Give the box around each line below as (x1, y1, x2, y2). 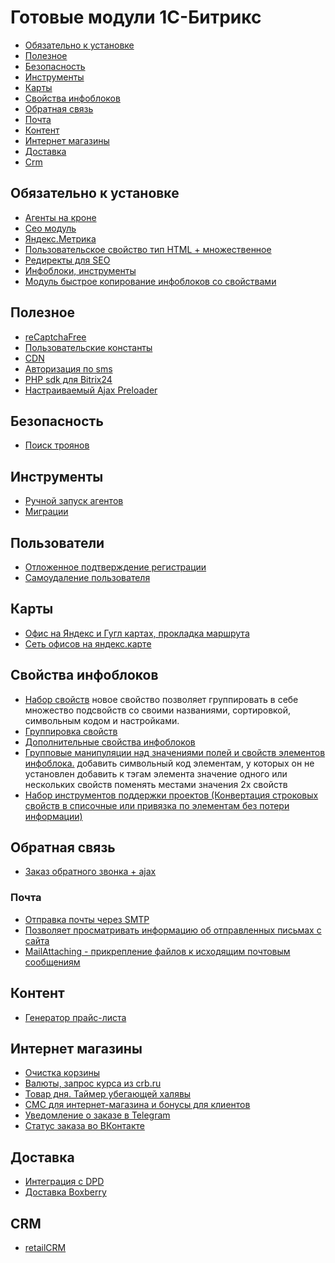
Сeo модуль (24, 222, 77, 234)
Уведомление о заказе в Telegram (24, 1109, 171, 1121)
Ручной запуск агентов (24, 495, 124, 507)
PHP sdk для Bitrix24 (24, 373, 113, 385)
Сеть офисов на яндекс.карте (24, 637, 152, 650)
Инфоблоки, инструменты (24, 264, 137, 276)
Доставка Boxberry (24, 1186, 107, 1198)
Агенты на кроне (24, 211, 97, 223)
